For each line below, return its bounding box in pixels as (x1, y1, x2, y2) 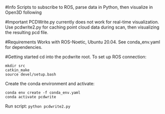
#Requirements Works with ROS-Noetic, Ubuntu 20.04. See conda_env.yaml (5, 39, 161, 45)
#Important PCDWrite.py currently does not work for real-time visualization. (5, 19, 159, 25)
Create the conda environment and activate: (5, 81, 95, 86)
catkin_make (5, 68, 30, 73)
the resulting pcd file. (5, 30, 48, 35)
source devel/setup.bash (5, 72, 56, 77)
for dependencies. (5, 44, 43, 50)
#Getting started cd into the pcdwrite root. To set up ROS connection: (5, 54, 147, 60)
